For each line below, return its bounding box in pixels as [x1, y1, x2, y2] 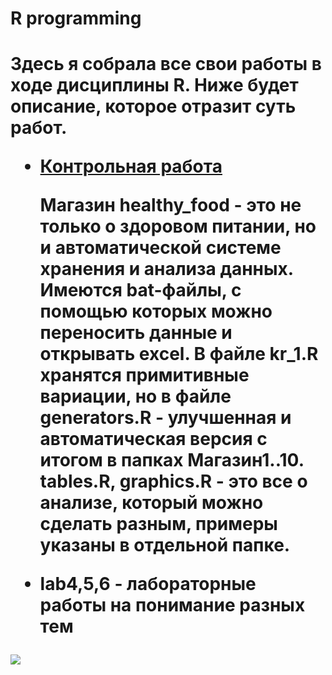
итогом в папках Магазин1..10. [39, 449, 305, 472]
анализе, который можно [39, 492, 264, 514]
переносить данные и [39, 322, 233, 344]
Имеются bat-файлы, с [39, 279, 242, 302]
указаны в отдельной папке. [39, 534, 291, 557]
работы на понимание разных [39, 594, 306, 617]
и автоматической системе [39, 237, 282, 259]
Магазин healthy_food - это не [39, 194, 302, 217]
